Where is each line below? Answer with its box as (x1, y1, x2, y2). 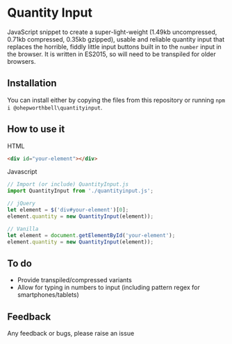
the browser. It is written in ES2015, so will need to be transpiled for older (7, 50, 217, 58)
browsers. (7, 57, 36, 65)
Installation (7, 78, 57, 89)
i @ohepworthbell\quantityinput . (7, 103, 103, 112)
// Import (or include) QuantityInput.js (7, 181, 129, 188)
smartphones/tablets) (17, 291, 80, 299)
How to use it (7, 123, 65, 135)
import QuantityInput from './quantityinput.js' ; (7, 187, 154, 195)
